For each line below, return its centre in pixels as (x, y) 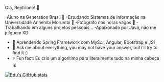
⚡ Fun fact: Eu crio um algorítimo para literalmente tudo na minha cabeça (86, 58)
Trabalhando (18, 27)
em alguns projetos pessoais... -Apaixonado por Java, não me (94, 27)
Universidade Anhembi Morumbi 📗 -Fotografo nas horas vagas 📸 (70, 22)
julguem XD (17, 33)
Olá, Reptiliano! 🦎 (22, 8)
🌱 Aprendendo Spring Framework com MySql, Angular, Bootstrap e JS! (83, 42)
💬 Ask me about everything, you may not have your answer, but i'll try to (85, 47)
